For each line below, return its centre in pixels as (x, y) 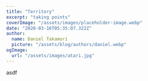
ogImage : (17, 50)
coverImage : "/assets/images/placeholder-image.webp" (75, 22)
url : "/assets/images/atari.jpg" (53, 56)
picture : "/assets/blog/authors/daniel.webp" (69, 45)
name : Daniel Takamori (40, 39)
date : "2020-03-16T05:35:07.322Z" (49, 28)
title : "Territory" (30, 12)
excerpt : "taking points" (38, 17)
